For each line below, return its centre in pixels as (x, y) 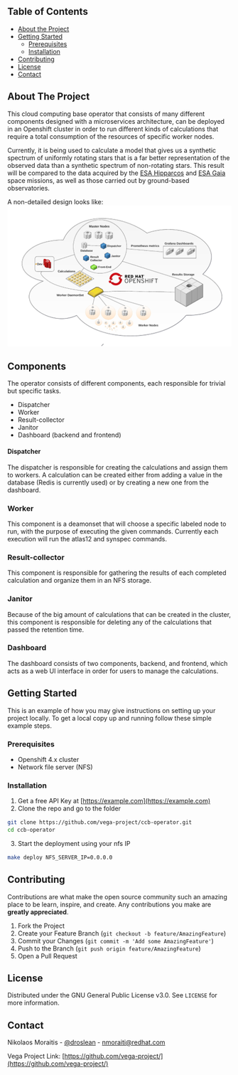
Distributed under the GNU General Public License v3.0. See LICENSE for (113, 995)
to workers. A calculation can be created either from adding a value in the (115, 475)
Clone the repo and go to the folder (69, 809)
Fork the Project (41, 926)
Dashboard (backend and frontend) (70, 435)
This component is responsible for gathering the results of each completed (117, 573)
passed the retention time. (46, 630)
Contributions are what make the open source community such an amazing (117, 896)
